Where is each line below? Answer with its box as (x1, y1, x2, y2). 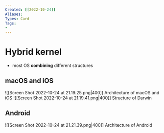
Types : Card (5, 16, 29, 21)
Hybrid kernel (5, 46, 62, 58)
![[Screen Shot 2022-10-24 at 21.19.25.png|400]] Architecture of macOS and (5, 89, 160, 95)
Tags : (5, 21, 16, 26)
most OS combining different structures (12, 63, 93, 68)
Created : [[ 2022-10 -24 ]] (5, 7, 56, 12)
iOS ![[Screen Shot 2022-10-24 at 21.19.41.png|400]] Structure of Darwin (5, 95, 152, 101)
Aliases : (5, 12, 23, 17)
